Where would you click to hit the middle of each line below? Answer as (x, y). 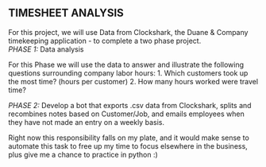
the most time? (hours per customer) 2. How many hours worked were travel (133, 81)
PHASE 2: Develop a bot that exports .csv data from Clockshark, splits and (130, 105)
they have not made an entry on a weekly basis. (87, 122)
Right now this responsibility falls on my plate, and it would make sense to (129, 138)
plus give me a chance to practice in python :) (83, 154)
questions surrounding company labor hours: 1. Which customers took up (128, 73)
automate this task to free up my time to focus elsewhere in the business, (128, 146)
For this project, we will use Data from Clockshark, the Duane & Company (128, 32)
